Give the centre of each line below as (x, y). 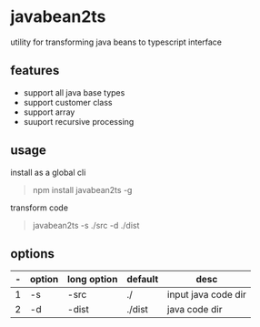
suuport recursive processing (79, 121)
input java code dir (207, 295)
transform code (40, 208)
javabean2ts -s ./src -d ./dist (86, 225)
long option (93, 280)
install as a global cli (48, 172)
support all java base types (74, 92)
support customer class (68, 102)
